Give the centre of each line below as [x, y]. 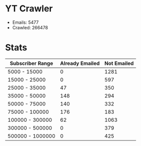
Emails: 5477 [25, 22]
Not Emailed [119, 63]
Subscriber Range [31, 63]
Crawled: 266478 [30, 27]
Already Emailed [80, 63]
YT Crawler [29, 9]
